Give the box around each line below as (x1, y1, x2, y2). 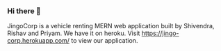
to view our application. (71, 37, 138, 45)
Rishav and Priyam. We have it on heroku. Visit (7, 29, 140, 37)
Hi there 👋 (7, 6, 42, 16)
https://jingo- (141, 29, 179, 37)
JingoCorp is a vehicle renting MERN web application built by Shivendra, (7, 22, 215, 30)
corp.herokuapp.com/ (7, 37, 70, 45)
